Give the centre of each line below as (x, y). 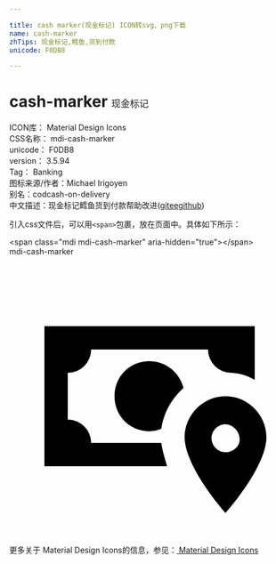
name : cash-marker (43, 33)
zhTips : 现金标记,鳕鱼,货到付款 (62, 42)
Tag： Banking (36, 172)
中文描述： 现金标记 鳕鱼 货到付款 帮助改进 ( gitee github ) (107, 205)
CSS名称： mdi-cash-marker (62, 139)
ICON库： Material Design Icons (68, 128)
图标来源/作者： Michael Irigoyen (69, 183)
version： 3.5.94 (40, 161)
